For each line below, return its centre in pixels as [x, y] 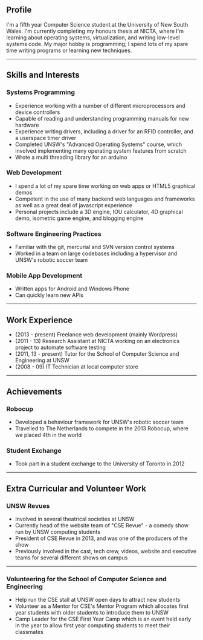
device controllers [37, 112]
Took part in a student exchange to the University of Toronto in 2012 [100, 464]
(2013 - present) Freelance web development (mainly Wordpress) [96, 335]
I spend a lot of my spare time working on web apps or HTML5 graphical [105, 186]
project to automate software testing [60, 347]
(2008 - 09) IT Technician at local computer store [77, 367]
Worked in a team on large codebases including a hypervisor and [96, 253]
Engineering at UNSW [42, 361]
